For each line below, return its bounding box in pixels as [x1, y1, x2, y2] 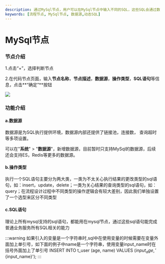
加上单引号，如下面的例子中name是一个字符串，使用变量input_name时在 [9, 241, 156, 247]
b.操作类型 [5, 164, 27, 170]
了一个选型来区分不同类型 [5, 194, 57, 200]
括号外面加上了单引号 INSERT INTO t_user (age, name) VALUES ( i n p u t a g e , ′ [5, 247, 156, 254]
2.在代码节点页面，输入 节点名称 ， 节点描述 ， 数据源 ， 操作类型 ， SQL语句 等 [5, 76, 156, 81]
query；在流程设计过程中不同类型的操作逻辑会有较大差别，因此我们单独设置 [5, 188, 159, 194]
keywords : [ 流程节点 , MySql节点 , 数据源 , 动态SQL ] [5, 12, 101, 17]
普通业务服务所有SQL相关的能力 [5, 224, 70, 231]
